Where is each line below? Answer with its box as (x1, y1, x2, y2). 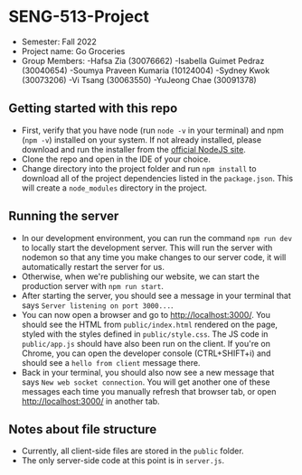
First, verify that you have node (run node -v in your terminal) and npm (21, 125, 284, 135)
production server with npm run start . (21, 280, 164, 291)
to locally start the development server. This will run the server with (21, 242, 273, 253)
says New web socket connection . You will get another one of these (21, 377, 270, 387)
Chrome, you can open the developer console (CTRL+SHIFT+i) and (21, 348, 271, 359)
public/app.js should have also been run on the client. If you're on (21, 338, 270, 349)
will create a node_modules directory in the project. (21, 182, 207, 193)
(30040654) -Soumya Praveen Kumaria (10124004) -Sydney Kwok (21, 65, 270, 76)
